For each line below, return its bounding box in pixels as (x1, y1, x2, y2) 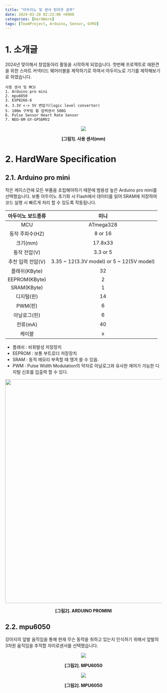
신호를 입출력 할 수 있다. (21, 369, 69, 375)
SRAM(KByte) (10, 284, 43, 291)
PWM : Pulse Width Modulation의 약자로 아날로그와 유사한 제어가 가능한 (12, 363, 155, 369)
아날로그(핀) (13, 312, 41, 319)
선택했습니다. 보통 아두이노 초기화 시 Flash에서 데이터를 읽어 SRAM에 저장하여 (5, 194, 158, 199)
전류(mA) (16, 321, 38, 328)
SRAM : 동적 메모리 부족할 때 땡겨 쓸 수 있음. (12, 357, 99, 363)
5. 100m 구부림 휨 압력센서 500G (5, 108, 66, 113)
